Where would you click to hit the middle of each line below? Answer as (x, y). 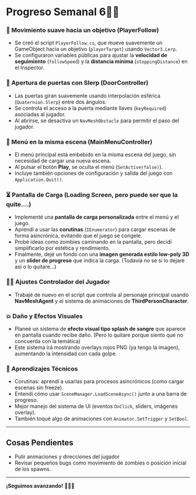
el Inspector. (29, 68)
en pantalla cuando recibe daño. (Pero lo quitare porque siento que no (99, 335)
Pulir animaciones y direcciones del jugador (67, 457)
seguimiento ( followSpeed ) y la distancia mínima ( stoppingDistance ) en (101, 61)
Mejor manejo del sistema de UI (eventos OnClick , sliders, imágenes (96, 406)
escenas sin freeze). (39, 387)
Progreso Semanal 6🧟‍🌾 (63, 12)
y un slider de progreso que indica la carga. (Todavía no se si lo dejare (99, 261)
